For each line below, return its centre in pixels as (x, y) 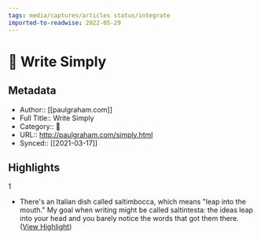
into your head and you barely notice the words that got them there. (129, 219)
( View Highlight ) (46, 227)
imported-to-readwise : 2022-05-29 (65, 23)
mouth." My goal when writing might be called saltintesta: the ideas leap (136, 210)
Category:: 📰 (40, 126)
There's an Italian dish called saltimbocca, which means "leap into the (132, 202)
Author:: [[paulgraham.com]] (66, 109)
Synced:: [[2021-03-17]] (59, 143)
